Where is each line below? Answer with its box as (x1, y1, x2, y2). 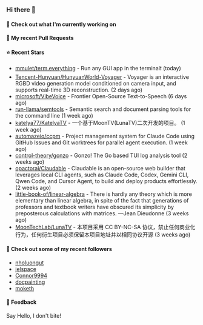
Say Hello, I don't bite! (6, 312, 62, 319)
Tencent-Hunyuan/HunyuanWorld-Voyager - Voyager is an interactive (15, 73, 190, 81)
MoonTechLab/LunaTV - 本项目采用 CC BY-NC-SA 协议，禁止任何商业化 (15, 224, 196, 231)
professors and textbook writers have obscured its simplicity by (15, 203, 175, 211)
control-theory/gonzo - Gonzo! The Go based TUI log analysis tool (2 (15, 152, 188, 159)
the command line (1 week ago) (15, 112, 94, 119)
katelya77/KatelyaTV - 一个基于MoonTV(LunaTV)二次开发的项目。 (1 (15, 119, 185, 127)
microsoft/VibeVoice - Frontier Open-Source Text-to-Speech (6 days (15, 93, 187, 100)
